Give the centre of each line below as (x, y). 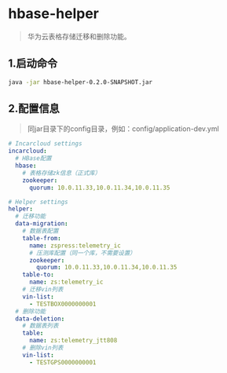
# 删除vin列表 (43, 348)
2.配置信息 (34, 109)
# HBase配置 (34, 159)
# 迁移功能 (31, 217)
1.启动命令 (33, 64)
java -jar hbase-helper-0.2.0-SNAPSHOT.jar (81, 82)
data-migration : (42, 224)
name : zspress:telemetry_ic (75, 245)
